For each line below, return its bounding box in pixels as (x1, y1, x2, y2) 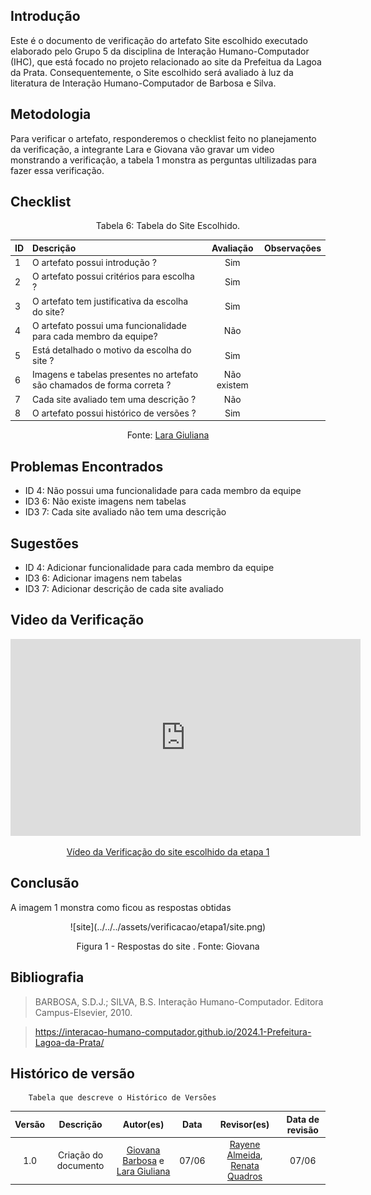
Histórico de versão (10, 1065, 135, 1082)
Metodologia (10, 106, 92, 123)
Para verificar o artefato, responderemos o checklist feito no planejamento (10, 132, 317, 144)
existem (216, 379, 249, 391)
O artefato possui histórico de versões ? (32, 407, 197, 419)
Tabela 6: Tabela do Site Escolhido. (95, 220, 241, 232)
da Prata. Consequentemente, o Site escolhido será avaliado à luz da (10, 66, 294, 78)
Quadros (226, 1170, 263, 1183)
